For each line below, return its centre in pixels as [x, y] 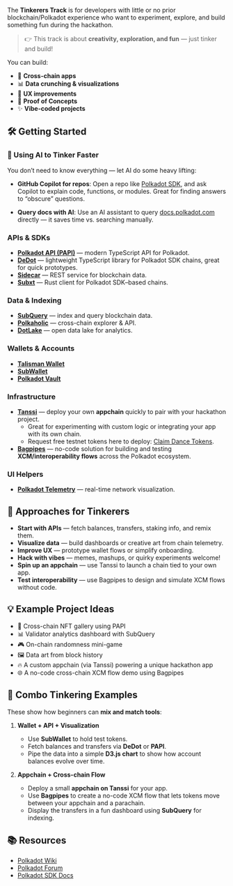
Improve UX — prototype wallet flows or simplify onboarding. [105, 550]
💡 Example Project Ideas [61, 609]
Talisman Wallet [41, 364]
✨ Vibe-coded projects [51, 108]
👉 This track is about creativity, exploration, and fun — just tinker [121, 39]
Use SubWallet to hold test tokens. [78, 739]
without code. [37, 587]
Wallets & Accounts [41, 349]
